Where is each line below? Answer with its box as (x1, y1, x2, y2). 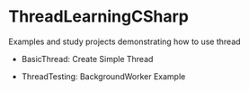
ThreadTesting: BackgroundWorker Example (21, 70, 186, 82)
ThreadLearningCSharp (8, 6, 190, 27)
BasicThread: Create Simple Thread (21, 53, 154, 64)
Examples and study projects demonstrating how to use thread (8, 36, 241, 47)
